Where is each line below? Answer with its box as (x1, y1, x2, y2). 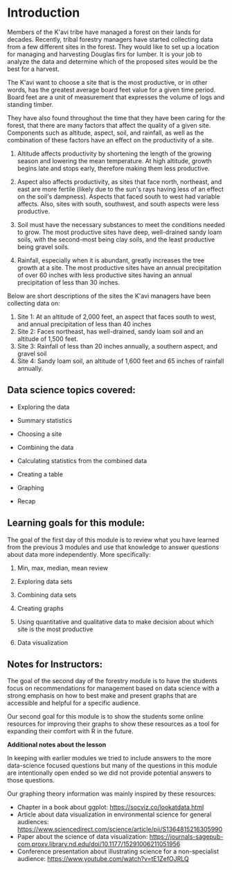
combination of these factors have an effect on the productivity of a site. (7, 135, 214, 144)
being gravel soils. (17, 242, 70, 251)
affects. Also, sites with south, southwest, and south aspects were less (17, 199, 220, 208)
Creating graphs (17, 604, 64, 612)
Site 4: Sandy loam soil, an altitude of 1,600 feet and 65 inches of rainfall (17, 356, 224, 365)
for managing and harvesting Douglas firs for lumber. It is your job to (7, 50, 202, 58)
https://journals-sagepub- (149, 833, 224, 841)
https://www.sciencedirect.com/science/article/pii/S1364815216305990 (17, 825, 223, 834)
